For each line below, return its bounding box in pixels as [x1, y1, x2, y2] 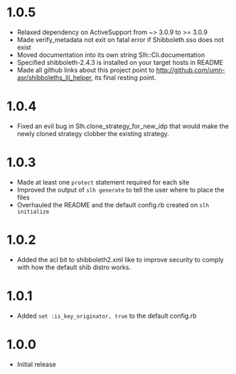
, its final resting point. [91, 73, 156, 82]
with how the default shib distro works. [16, 263, 132, 271]
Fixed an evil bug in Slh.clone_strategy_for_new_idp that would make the [16, 122, 229, 130]
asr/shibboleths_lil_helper [16, 73, 92, 82]
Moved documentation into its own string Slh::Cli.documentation [16, 51, 205, 59]
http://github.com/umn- [156, 66, 225, 74]
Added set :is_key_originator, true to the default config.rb [16, 311, 197, 320]
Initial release [16, 360, 56, 368]
